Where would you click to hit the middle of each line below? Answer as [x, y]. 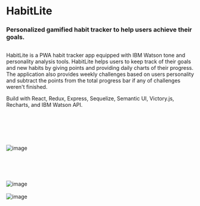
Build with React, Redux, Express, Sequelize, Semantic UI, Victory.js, [90, 98]
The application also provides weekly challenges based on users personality [100, 74]
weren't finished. [27, 87]
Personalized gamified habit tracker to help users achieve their [99, 30]
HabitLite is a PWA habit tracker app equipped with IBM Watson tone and [96, 55]
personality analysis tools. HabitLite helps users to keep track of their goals [99, 62]
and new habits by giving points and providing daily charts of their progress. [100, 67]
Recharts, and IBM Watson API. [44, 104]
